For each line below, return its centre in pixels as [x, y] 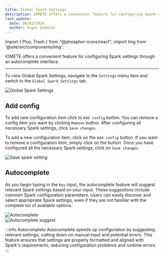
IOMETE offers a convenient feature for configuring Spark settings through [80, 56]
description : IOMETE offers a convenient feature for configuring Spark [81, 14]
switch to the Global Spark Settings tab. [46, 81]
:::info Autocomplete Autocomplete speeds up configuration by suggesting [80, 229]
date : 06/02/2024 [27, 23]
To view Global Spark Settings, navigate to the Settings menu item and [76, 76]
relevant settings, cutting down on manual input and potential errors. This [79, 234]
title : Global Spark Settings [36, 10]
